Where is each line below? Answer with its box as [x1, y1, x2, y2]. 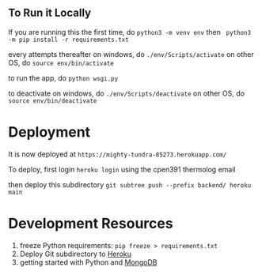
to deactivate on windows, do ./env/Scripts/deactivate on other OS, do [8, 89, 245, 98]
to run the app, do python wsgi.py [8, 73, 119, 82]
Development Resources [8, 214, 173, 232]
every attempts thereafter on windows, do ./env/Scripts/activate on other [8, 49, 255, 58]
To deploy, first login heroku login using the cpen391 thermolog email [8, 164, 236, 174]
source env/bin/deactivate [8, 96, 97, 105]
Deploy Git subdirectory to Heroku [19, 249, 132, 258]
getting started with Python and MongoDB [19, 257, 158, 267]
